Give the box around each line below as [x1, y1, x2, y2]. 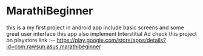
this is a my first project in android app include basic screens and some [6, 24, 184, 31]
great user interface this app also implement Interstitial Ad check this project [6, 30, 197, 37]
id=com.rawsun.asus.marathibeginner [6, 43, 101, 50]
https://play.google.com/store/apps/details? [56, 36, 167, 43]
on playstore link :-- [6, 36, 56, 43]
